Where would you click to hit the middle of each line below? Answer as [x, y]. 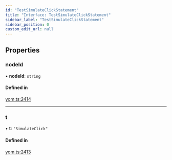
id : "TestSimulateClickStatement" [42, 10]
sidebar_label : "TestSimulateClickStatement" [55, 20]
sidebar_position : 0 [27, 24]
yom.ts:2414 [18, 99]
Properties [23, 50]
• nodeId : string [23, 76]
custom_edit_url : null [29, 29]
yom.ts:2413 [18, 152]
